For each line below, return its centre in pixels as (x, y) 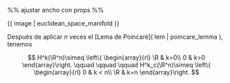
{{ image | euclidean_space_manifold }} (63, 23)
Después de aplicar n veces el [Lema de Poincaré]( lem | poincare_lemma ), (115, 37)
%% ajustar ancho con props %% (55, 10)
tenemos (20, 44)
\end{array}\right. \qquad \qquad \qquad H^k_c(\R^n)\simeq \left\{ (116, 65)
